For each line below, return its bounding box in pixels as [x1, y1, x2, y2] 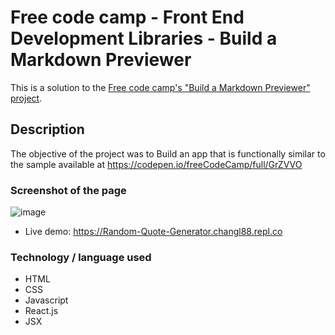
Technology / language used [10, 250, 152, 264]
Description [10, 121, 85, 138]
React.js [24, 305, 59, 317]
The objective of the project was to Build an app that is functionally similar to [10, 147, 326, 160]
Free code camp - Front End [10, 6, 245, 29]
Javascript [24, 294, 69, 306]
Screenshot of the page [10, 183, 127, 197]
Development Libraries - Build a [10, 27, 278, 50]
